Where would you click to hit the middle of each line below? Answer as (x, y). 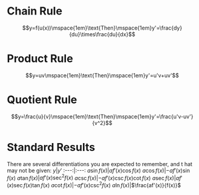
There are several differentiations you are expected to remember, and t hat (100, 164)
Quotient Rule (42, 100)
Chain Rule (35, 11)
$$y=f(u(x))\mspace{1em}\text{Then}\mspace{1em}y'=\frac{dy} (102, 28)
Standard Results (51, 147)
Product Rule (40, 59)
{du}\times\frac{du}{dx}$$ (102, 34)
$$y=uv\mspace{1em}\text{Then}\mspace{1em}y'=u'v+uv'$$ (102, 75)
